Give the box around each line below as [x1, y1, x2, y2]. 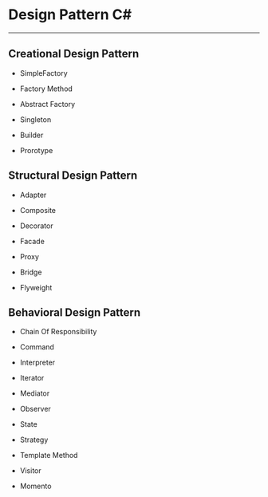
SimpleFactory [19, 68, 68, 77]
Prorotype [19, 145, 53, 155]
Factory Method [19, 84, 73, 93]
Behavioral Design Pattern [8, 306, 141, 319]
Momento [19, 481, 52, 491]
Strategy [19, 435, 49, 444]
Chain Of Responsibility [19, 327, 97, 337]
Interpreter [19, 357, 56, 368]
